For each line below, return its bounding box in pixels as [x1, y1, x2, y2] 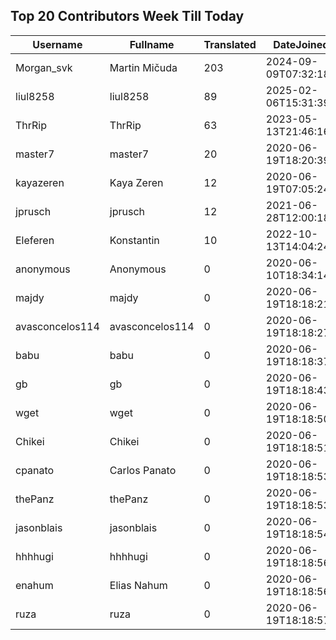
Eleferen [15, 233, 55, 247]
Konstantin [109, 233, 160, 247]
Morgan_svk [15, 60, 73, 74]
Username [32, 37, 83, 51]
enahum [15, 578, 54, 592]
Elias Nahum [109, 578, 168, 592]
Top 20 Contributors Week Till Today [10, 8, 245, 25]
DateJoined [273, 37, 330, 51]
